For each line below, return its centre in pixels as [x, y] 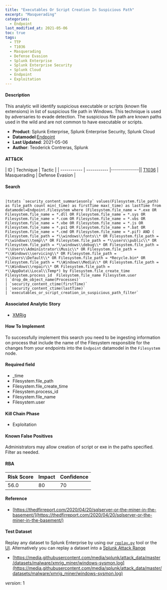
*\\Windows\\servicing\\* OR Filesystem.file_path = [61, 254]
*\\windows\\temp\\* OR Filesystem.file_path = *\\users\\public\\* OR [81, 241]
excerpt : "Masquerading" [31, 14]
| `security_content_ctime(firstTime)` [46, 284]
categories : [17, 19]
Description [18, 95]
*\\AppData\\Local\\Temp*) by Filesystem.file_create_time [68, 271]
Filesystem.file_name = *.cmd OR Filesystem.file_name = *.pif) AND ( [80, 232]
